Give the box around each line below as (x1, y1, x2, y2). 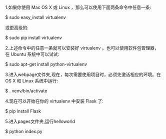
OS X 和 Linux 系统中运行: (5, 78, 58, 83)
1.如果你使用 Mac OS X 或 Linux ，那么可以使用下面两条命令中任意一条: (5, 4, 151, 10)
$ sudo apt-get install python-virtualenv (5, 61, 87, 67)
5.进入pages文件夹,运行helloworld (5, 118, 75, 124)
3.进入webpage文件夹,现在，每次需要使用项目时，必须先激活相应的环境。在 (5, 71, 161, 77)
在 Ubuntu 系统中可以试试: (5, 51, 59, 57)
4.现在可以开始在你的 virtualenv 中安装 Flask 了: (5, 98, 103, 104)
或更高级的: (5, 24, 29, 30)
